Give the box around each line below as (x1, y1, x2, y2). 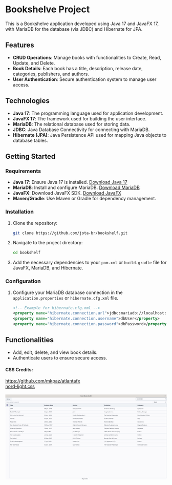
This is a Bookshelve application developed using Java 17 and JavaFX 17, (5, 20, 159, 27)
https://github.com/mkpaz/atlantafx (5, 378, 80, 384)
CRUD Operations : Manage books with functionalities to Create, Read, (12, 54, 161, 60)
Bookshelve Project (5, 4, 90, 15)
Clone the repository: (12, 220, 58, 226)
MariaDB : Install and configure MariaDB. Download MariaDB (12, 184, 140, 191)
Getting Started (5, 152, 56, 161)
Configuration (5, 278, 41, 285)
